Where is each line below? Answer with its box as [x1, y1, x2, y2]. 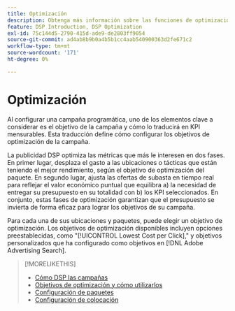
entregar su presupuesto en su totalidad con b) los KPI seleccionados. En [7, 188, 219, 196]
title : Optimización [7, 10, 68, 17]
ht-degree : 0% [7, 56, 49, 63]
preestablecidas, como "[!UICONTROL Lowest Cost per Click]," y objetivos [7, 231, 222, 240]
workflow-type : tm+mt [7, 43, 71, 50]
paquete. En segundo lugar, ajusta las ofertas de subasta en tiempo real [7, 173, 215, 182]
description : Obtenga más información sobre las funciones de [7, 17, 192, 24]
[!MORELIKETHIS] [24, 259, 76, 268]
